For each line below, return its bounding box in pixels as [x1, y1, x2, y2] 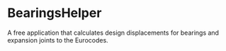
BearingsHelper [7, 5, 102, 21]
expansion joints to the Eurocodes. [7, 35, 108, 44]
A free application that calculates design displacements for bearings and [7, 28, 220, 37]
